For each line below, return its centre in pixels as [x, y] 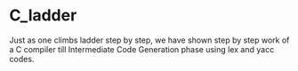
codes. [22, 59]
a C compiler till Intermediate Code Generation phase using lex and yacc [142, 49]
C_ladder [43, 16]
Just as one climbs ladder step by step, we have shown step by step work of [149, 40]
